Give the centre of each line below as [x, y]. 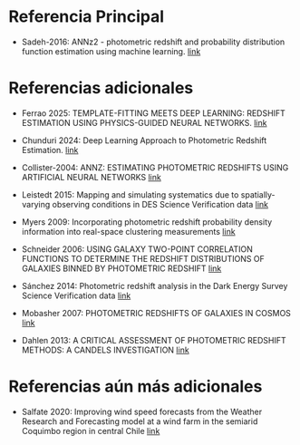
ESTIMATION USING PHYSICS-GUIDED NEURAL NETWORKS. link [144, 122]
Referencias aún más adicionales [135, 387]
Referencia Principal [87, 17]
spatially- [258, 194]
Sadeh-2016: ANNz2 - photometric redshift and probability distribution [153, 42]
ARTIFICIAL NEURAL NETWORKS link [92, 177]
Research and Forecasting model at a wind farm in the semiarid [140, 421]
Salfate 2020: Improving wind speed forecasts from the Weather [142, 411]
